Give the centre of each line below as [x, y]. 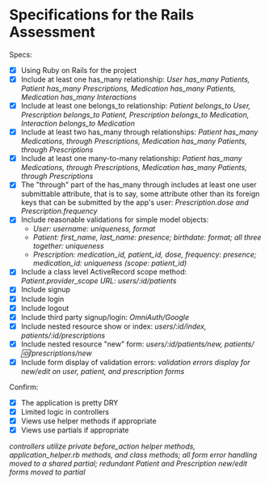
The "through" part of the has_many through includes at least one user [139, 185]
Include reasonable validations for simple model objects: [115, 219]
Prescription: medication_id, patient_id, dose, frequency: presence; [145, 255]
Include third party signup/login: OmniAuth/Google [105, 317]
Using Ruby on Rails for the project [79, 70]
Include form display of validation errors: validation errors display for [135, 362]
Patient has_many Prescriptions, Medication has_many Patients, [128, 89]
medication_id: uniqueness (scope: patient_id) [110, 263]
